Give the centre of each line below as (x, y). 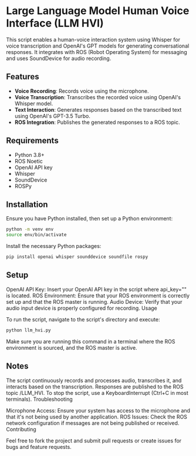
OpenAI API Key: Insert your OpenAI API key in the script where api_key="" (96, 289)
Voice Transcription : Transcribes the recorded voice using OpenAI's (98, 97)
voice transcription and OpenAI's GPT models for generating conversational (98, 46)
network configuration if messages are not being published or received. (93, 423)
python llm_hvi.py (28, 330)
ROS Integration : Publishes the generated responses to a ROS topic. (97, 122)
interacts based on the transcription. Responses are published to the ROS (95, 387)
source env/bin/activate (36, 235)
